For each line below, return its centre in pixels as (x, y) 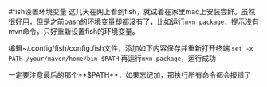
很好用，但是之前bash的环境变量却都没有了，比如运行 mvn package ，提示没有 (133, 21)
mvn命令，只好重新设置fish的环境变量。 (74, 31)
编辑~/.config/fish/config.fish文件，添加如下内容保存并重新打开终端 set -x (131, 48)
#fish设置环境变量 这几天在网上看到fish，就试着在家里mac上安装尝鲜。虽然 (132, 11)
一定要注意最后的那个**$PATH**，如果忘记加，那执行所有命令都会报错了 (130, 75)
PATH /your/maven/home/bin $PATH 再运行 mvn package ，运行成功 (112, 58)
